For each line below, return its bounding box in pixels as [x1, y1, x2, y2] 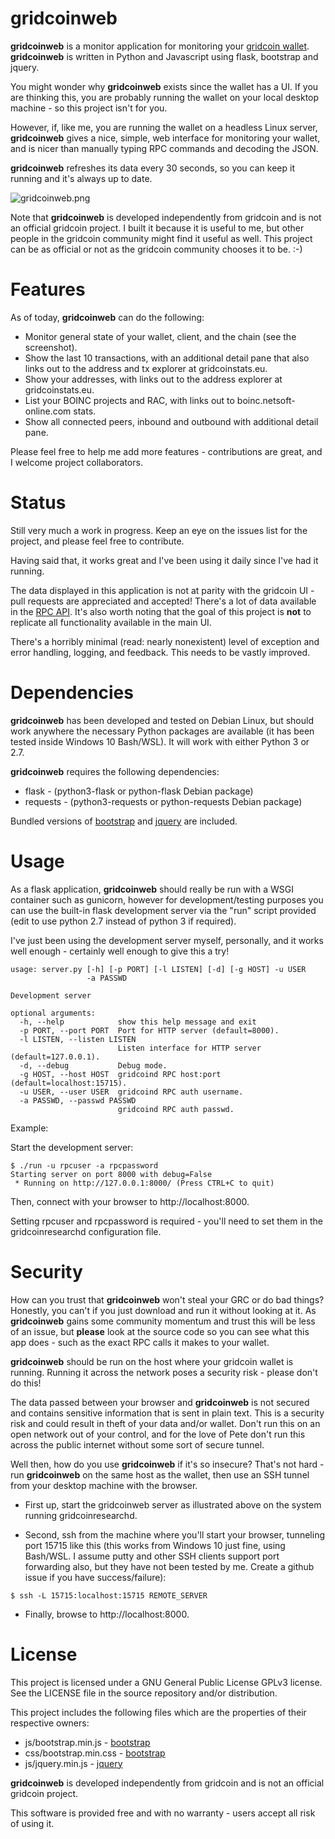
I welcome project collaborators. [10, 456, 143, 468]
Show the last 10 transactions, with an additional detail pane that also [24, 352, 310, 364]
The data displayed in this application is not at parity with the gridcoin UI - [10, 584, 315, 596]
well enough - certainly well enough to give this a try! [10, 945, 230, 957]
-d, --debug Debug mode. [19, 1060, 168, 1071]
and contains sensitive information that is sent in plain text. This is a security [10, 1407, 325, 1419]
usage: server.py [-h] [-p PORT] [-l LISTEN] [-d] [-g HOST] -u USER [10, 964, 307, 974]
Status [10, 492, 67, 514]
